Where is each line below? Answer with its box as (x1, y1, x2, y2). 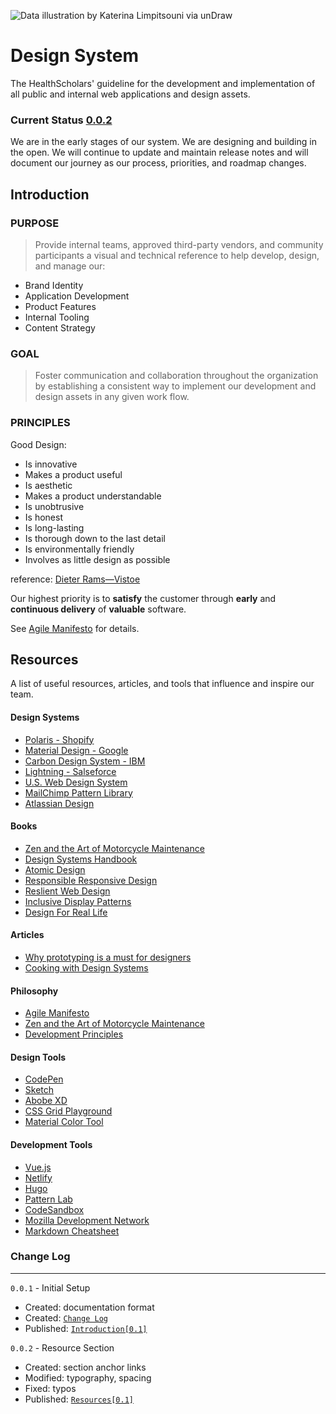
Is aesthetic (24, 479, 73, 491)
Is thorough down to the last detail (24, 532, 166, 544)
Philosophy (10, 985, 59, 997)
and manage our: (34, 260, 106, 272)
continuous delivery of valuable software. (10, 603, 187, 615)
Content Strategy (24, 321, 96, 334)
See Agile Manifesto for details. (10, 622, 140, 634)
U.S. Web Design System (24, 776, 128, 788)
